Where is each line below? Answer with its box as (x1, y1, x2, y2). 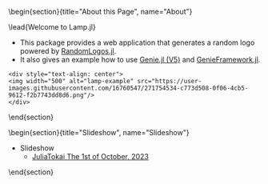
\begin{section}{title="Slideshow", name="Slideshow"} (8, 128, 190, 137)
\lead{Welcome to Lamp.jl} (8, 22, 96, 31)
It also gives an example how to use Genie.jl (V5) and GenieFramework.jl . (19, 55, 261, 64)
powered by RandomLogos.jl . (19, 46, 117, 55)
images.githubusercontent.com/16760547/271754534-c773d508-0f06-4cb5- (8, 84, 249, 92)
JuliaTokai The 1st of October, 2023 (31, 152, 150, 161)
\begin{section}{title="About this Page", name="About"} (8, 7, 193, 16)
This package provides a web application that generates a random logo (19, 38, 255, 47)
